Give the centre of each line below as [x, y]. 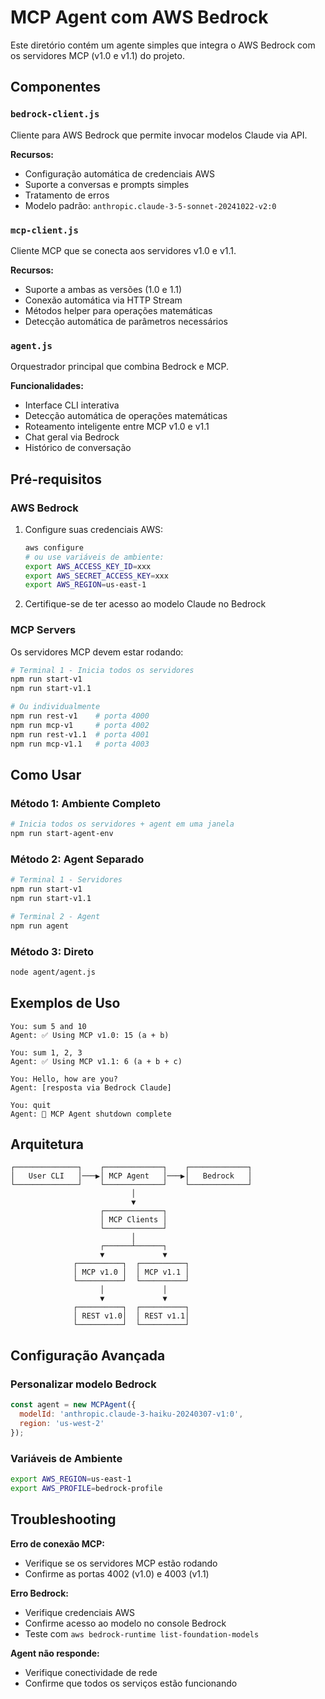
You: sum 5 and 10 [48, 1026]
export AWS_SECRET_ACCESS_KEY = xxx [96, 576]
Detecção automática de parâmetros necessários [126, 321]
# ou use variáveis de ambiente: [94, 557]
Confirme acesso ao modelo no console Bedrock [125, 1623]
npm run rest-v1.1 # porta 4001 [80, 734]
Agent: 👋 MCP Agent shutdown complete [91, 1114]
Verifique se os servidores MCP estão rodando [121, 1563]
